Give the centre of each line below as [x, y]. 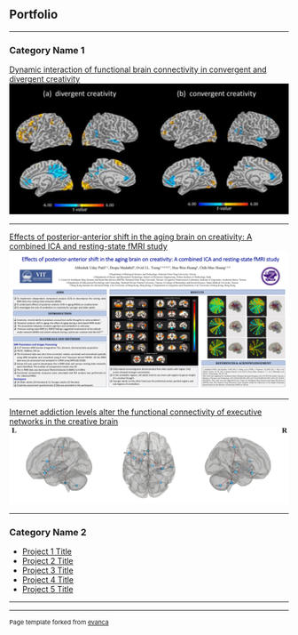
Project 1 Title [47, 551]
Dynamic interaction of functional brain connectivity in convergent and [138, 69]
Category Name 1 [47, 50]
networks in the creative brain [64, 421]
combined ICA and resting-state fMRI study [89, 246]
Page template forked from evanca [59, 623]
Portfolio [34, 15]
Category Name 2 [48, 533]
